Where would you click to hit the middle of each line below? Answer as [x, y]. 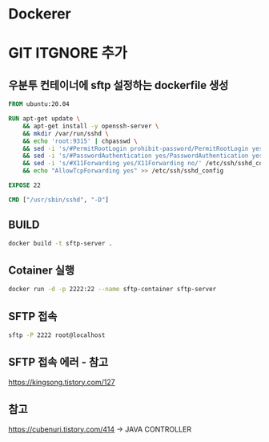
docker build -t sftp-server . [60, 243]
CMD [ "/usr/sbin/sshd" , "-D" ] [59, 200]
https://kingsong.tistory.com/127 [62, 382]
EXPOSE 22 [25, 185]
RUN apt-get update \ [44, 119]
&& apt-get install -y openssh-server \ [91, 126]
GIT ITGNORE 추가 [68, 53]
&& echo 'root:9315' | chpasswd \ [80, 141]
